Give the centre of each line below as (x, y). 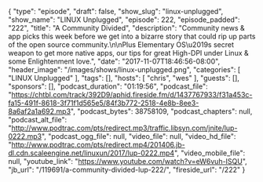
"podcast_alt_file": (38, 120)
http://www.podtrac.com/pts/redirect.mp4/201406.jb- (99, 145)
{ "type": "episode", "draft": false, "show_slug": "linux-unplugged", (116, 11)
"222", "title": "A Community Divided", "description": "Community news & (126, 28)
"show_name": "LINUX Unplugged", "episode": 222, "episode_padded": (124, 20)
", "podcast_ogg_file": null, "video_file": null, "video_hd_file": (139, 136)
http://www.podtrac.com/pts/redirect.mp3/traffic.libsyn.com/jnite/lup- (124, 128)
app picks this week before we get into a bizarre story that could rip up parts (132, 36)
